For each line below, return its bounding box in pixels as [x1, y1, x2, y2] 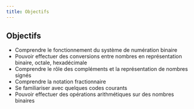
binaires [14, 97, 35, 104]
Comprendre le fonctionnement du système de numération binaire [14, 46, 178, 54]
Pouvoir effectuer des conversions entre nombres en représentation [14, 53, 182, 60]
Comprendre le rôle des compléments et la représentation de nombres [14, 66, 188, 73]
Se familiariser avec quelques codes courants [14, 85, 128, 92]
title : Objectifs [6, 8, 50, 15]
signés [14, 72, 32, 79]
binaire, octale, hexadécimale [14, 59, 88, 66]
